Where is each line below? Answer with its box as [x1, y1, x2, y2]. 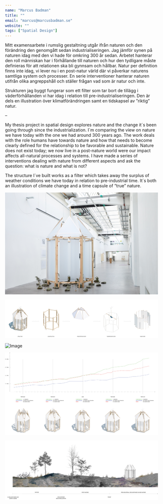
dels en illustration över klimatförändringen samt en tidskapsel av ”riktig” [5, 98, 150, 104]
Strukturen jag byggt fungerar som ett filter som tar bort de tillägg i [5, 88, 138, 94]
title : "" [5, 13, 25, 18]
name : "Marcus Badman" [5, 8, 51, 13]
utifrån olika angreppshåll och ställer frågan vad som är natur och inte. [5, 78, 146, 84]
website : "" [5, 23, 29, 28]
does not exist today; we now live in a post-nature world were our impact [5, 148, 151, 154]
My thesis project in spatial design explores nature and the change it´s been [5, 122, 157, 128]
